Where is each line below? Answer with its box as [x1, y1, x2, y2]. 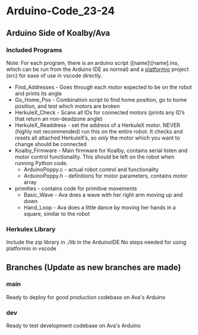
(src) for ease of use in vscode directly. [6, 72, 103, 79]
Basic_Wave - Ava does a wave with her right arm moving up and [23, 191, 183, 198]
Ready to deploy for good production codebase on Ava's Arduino [6, 293, 165, 300]
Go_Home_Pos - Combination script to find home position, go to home [14, 96, 187, 103]
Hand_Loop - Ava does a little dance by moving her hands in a [23, 204, 176, 211]
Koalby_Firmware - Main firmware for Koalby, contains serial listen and [14, 147, 188, 154]
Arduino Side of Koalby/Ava [6, 28, 111, 38]
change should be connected [14, 140, 87, 147]
